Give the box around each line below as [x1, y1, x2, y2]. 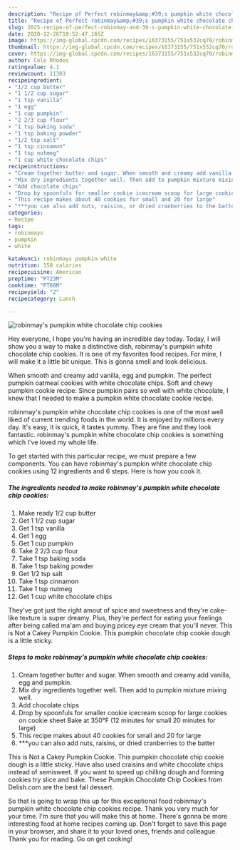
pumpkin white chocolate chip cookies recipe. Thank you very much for [8, 804, 219, 813]
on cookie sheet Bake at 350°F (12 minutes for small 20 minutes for [18, 716, 216, 724]
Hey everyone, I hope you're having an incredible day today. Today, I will [8, 334, 221, 343]
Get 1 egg [18, 532, 47, 541]
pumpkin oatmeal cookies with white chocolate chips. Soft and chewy [8, 379, 213, 387]
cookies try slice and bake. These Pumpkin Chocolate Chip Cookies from [8, 775, 223, 784]
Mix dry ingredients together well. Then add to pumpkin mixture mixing [18, 686, 227, 695]
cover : [8, 51, 28, 58]
